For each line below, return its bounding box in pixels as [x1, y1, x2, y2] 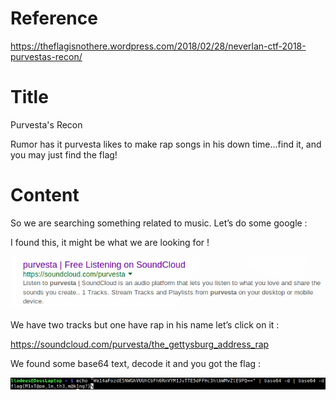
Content [10, 184, 80, 207]
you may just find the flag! [10, 148, 118, 161]
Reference [10, 7, 98, 30]
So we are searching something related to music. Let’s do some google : [10, 217, 308, 229]
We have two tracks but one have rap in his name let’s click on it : [10, 319, 280, 331]
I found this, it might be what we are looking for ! [10, 236, 210, 248]
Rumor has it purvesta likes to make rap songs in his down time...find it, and [10, 138, 322, 150]
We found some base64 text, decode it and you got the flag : [10, 358, 262, 370]
